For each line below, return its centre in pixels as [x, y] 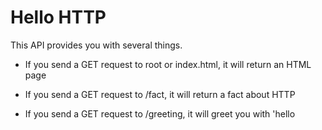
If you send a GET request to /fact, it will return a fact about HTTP [160, 94]
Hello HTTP [58, 17]
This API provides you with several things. [96, 45]
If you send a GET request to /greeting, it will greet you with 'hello [160, 113]
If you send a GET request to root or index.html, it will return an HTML [168, 64]
